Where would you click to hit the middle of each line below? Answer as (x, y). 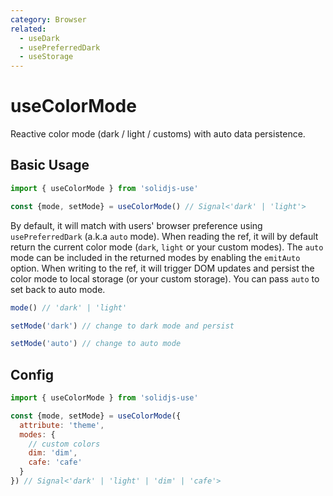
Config (32, 374)
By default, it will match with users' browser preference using (136, 225)
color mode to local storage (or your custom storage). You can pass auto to (165, 278)
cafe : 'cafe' (55, 462)
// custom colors (64, 444)
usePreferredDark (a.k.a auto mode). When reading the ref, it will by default (164, 236)
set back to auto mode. (58, 289)
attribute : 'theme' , (62, 425)
